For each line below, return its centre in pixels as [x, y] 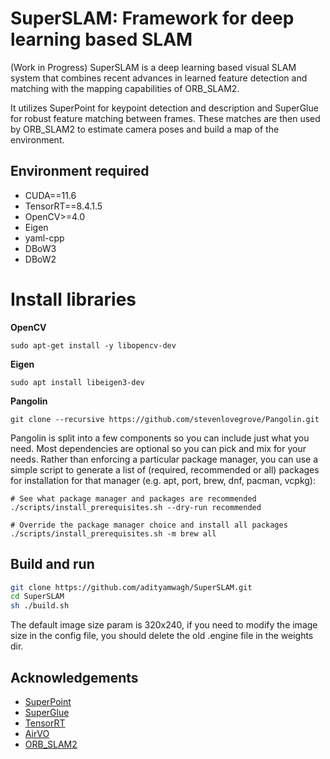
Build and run [52, 564]
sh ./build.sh [40, 606]
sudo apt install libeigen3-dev [77, 382]
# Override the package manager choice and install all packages [149, 525]
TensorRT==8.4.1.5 [63, 206]
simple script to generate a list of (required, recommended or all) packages [165, 469]
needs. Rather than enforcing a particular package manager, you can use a [164, 459]
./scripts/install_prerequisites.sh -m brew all [113, 533]
